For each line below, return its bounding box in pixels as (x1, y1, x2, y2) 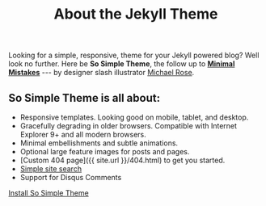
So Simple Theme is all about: (8, 90, 160, 105)
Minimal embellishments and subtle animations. (19, 138, 179, 148)
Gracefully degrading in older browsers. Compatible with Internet (19, 121, 237, 130)
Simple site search (19, 164, 82, 174)
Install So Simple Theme (8, 188, 89, 198)
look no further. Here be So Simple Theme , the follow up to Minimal (8, 59, 235, 69)
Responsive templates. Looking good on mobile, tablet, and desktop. (19, 112, 249, 122)
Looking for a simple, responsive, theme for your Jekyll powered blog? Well (8, 50, 260, 61)
